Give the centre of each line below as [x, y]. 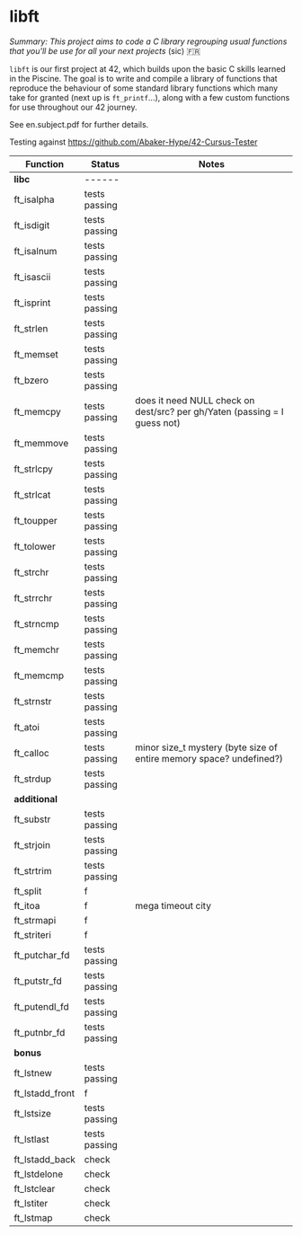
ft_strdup [33, 779]
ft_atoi [27, 727]
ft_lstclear [35, 1188]
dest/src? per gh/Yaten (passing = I [209, 411]
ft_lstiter [31, 1203]
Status [105, 163]
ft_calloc [31, 753]
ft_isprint [32, 303]
